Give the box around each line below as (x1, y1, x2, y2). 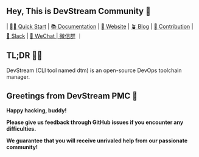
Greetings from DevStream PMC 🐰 (6, 91, 138, 101)
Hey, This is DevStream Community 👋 (6, 6, 151, 16)
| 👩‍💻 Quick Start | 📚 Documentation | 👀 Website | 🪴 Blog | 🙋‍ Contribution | (6, 23, 194, 30)
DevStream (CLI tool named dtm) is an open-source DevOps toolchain (6, 67, 182, 74)
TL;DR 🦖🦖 (6, 50, 43, 61)
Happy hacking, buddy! (6, 107, 67, 114)
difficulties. (6, 125, 37, 133)
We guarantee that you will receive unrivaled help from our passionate (6, 137, 188, 144)
